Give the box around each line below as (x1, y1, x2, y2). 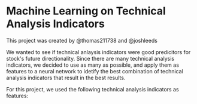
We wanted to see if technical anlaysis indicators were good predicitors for (6, 48, 191, 55)
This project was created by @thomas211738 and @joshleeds (6, 37, 157, 44)
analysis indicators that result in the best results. (6, 74, 126, 81)
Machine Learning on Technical (6, 4, 166, 18)
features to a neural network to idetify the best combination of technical (6, 67, 184, 75)
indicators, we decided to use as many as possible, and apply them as (6, 61, 180, 69)
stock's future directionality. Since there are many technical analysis (6, 55, 175, 62)
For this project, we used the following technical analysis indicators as (6, 85, 179, 93)
